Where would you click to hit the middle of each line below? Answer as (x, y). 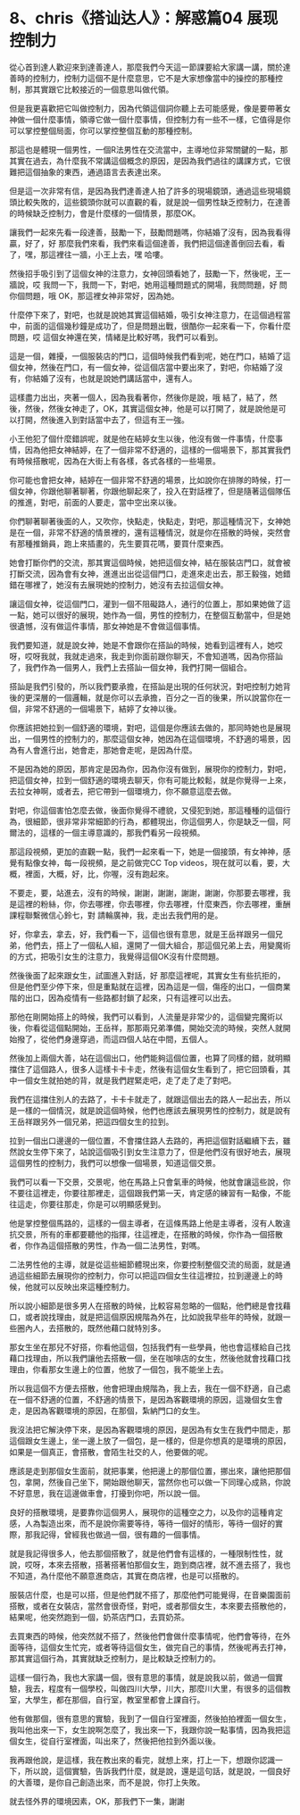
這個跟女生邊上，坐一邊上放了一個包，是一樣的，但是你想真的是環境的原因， (150, 1440)
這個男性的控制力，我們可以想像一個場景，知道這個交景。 (115, 1162)
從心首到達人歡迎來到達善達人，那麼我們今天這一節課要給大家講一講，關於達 (150, 67)
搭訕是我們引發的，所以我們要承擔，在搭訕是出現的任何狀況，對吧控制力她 (146, 686)
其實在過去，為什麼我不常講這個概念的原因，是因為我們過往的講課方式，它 (146, 161)
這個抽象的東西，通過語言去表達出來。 (95, 171)
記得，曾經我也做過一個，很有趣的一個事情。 (122, 1534)
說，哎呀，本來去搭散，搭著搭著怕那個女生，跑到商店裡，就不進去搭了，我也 (150, 1564)
